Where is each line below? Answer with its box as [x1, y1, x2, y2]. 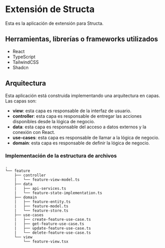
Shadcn [12, 64, 29, 70]
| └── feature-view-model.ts [14, 177, 80, 182]
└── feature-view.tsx [23, 239, 69, 244]
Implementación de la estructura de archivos [5, 153, 117, 160]
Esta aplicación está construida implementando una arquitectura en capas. [5, 92, 160, 98]
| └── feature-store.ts [14, 208, 69, 213]
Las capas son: [5, 97, 37, 104]
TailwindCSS [12, 59, 39, 65]
